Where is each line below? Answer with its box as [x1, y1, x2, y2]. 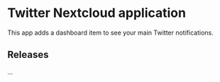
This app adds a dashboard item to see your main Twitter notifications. [7, 28, 214, 37]
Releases [7, 49, 49, 61]
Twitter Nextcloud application [7, 5, 187, 21]
